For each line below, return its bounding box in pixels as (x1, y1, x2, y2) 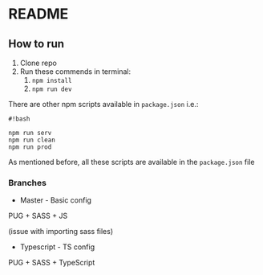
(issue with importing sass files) (8, 227, 114, 236)
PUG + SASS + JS (8, 211, 68, 221)
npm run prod (8, 143, 52, 151)
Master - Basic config (19, 195, 92, 205)
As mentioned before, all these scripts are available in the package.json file (8, 158, 255, 166)
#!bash (8, 115, 30, 123)
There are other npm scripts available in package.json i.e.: (8, 100, 199, 109)
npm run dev (31, 85, 72, 93)
